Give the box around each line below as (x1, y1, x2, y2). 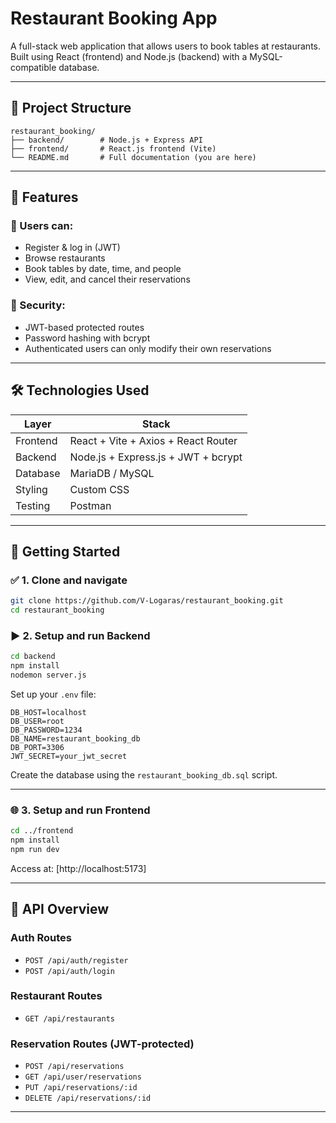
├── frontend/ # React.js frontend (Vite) (10, 143, 217, 154)
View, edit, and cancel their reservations (24, 273, 191, 286)
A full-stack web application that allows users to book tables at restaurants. (10, 40, 322, 52)
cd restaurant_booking (10, 605, 105, 616)
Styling (15, 482, 48, 496)
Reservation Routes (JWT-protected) (10, 1037, 195, 1051)
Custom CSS (69, 482, 130, 496)
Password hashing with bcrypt (24, 332, 151, 344)
